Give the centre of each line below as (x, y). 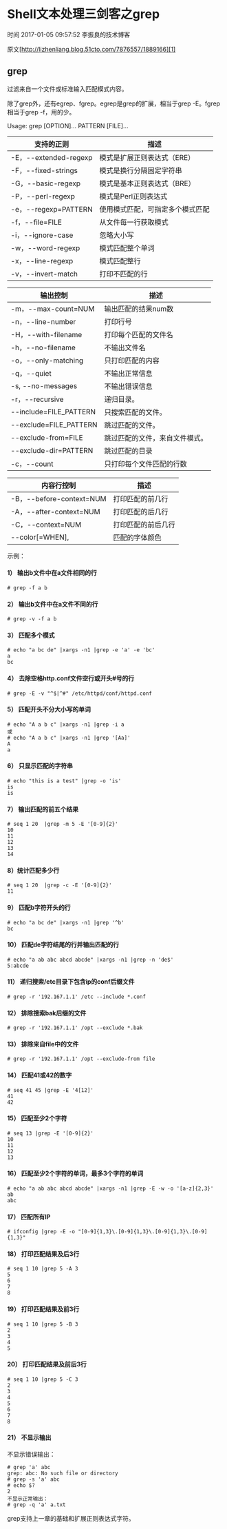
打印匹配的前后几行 (144, 525)
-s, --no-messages (44, 385)
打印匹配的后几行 (141, 512)
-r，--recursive (37, 399)
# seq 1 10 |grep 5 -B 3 (43, 1324)
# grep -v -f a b (32, 619)
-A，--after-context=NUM (56, 512)
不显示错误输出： (31, 1455)
